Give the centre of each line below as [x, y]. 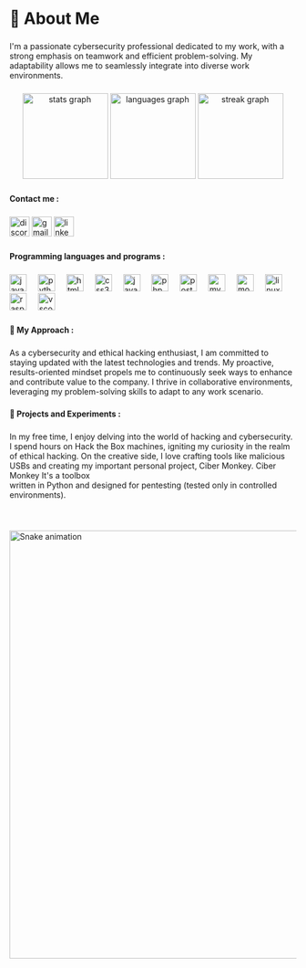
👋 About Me [55, 19]
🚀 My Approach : [42, 330]
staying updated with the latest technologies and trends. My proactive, [142, 362]
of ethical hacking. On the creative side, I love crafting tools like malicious [147, 457]
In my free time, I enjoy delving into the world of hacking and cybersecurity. [151, 437]
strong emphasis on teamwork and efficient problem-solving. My [131, 56]
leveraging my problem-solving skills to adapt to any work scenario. [137, 391]
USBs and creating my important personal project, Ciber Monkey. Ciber [143, 466]
